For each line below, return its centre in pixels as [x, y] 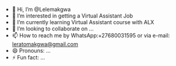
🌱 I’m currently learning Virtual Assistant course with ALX [83, 22]
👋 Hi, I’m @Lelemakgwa [41, 9]
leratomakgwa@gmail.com [45, 44]
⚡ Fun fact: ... [28, 57]
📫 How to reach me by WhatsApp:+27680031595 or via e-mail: [91, 35]
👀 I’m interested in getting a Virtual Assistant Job [72, 16]
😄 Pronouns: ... [31, 51]
